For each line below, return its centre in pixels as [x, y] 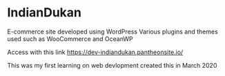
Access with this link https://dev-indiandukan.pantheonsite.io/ [95, 52]
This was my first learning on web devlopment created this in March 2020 [112, 65]
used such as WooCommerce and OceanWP [70, 38]
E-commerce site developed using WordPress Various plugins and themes [113, 31]
